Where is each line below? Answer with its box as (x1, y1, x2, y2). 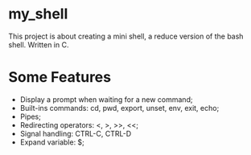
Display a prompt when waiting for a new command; (19, 94, 193, 104)
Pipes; (19, 112, 42, 121)
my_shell (8, 5, 68, 23)
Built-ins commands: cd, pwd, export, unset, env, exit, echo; (19, 103, 220, 112)
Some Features (8, 68, 111, 87)
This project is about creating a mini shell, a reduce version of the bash (8, 31, 244, 41)
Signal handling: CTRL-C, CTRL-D (19, 128, 131, 138)
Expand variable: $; (19, 137, 84, 147)
